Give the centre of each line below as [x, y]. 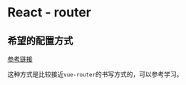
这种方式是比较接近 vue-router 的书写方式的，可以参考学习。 [95, 74]
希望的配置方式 [40, 40]
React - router [49, 12]
